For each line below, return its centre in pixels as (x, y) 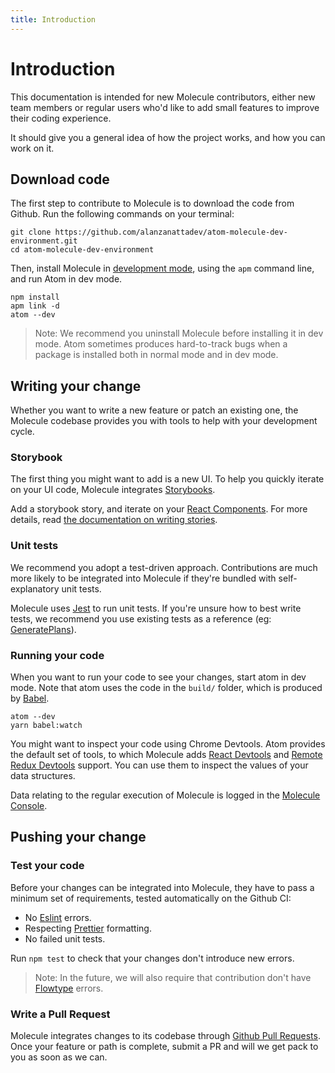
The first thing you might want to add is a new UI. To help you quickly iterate (167, 479)
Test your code (47, 866)
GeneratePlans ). (43, 629)
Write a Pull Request (60, 1014)
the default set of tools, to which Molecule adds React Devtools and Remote (166, 755)
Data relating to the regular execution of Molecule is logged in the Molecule (165, 795)
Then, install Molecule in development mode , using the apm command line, (162, 268)
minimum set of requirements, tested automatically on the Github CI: (151, 898)
